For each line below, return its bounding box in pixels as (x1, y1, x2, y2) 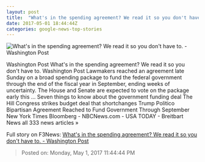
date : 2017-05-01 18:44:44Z (6, 20, 78, 26)
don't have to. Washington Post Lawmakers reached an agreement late (6, 68, 185, 75)
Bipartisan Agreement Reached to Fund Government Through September (6, 106, 190, 113)
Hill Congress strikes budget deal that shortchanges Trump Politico (6, 100, 175, 107)
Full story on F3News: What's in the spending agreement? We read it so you (6, 131, 197, 138)
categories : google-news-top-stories (6, 26, 103, 32)
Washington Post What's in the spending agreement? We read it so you (6, 61, 185, 68)
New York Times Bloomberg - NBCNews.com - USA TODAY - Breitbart (6, 113, 184, 120)
